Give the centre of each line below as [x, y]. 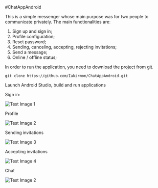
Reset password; [29, 42]
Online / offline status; [34, 57]
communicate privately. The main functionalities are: [58, 22]
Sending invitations [24, 133]
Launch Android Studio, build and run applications [56, 85]
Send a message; [30, 52]
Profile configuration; [34, 37]
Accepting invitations [26, 151]
